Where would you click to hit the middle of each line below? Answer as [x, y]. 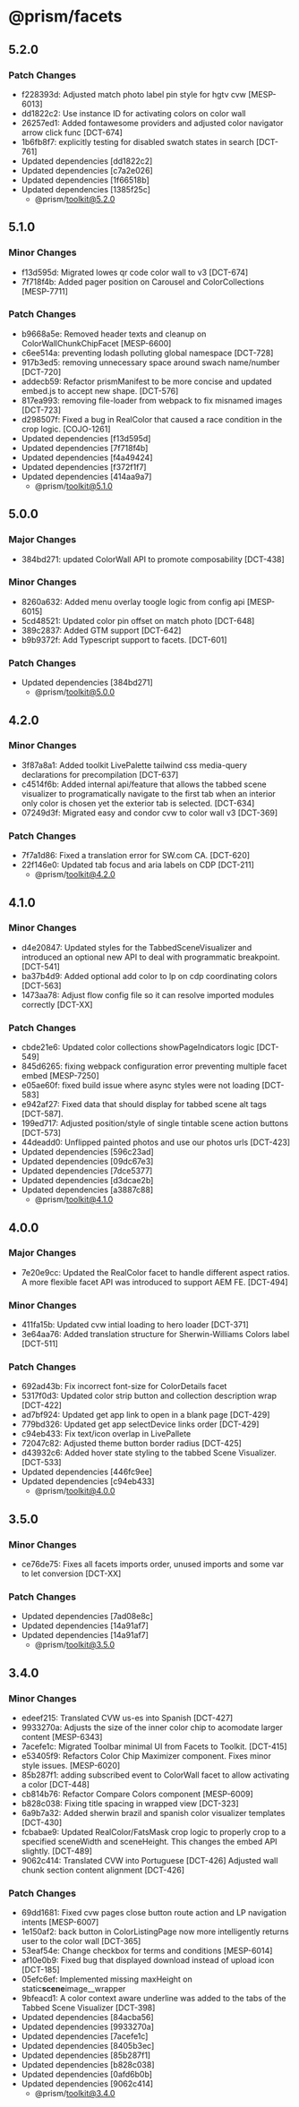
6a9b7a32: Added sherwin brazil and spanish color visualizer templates [153, 1813]
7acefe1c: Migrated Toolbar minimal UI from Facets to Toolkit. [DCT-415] [154, 1746]
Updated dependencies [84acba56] [87, 2017]
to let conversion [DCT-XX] [71, 1574]
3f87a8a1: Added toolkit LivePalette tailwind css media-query [134, 765]
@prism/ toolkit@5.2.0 [75, 199]
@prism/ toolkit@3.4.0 [75, 2094]
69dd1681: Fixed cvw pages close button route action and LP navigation [154, 1913]
